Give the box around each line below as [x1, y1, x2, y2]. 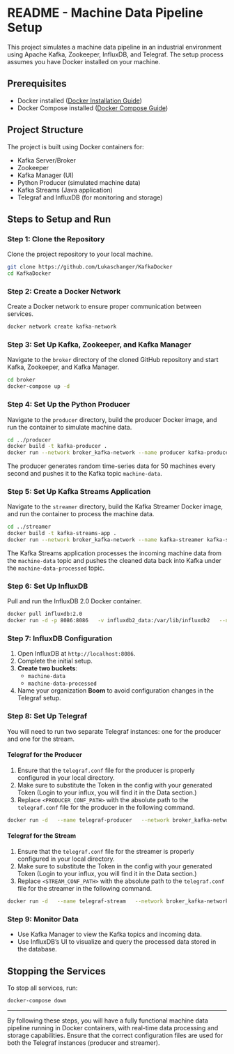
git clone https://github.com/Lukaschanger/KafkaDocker [7, 264, 173, 271]
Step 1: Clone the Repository [7, 234, 105, 243]
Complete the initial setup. [17, 657, 93, 665]
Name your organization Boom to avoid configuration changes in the [17, 686, 214, 695]
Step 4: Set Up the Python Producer [7, 400, 130, 409]
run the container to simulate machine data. [7, 423, 132, 431]
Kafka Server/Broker [17, 156, 77, 165]
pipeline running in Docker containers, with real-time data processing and [7, 1023, 219, 1032]
